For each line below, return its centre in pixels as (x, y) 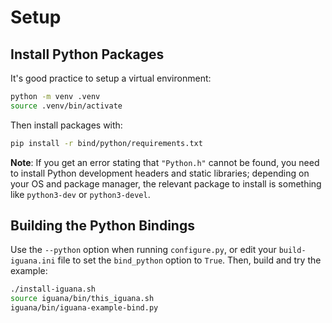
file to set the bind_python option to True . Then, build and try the (189, 260)
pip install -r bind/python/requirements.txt (106, 143)
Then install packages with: (66, 125)
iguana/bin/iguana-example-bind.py (84, 308)
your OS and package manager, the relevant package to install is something (166, 183)
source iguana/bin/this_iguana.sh (82, 299)
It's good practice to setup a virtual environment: (111, 78)
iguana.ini (33, 261)
